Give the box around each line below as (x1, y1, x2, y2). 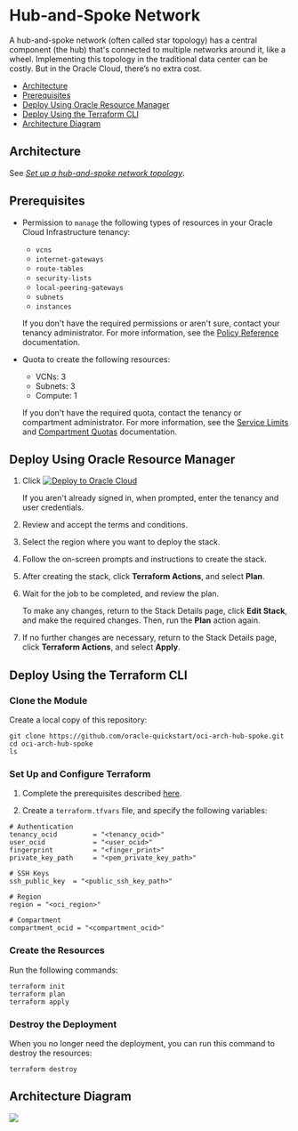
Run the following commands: (9, 965, 118, 975)
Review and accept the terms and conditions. (21, 520, 189, 530)
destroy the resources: (9, 1047, 93, 1058)
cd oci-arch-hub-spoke (9, 739, 93, 748)
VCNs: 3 (35, 371, 67, 382)
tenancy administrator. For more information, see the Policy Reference (21, 327, 279, 338)
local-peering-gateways (35, 283, 125, 292)
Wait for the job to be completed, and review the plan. (21, 588, 220, 599)
